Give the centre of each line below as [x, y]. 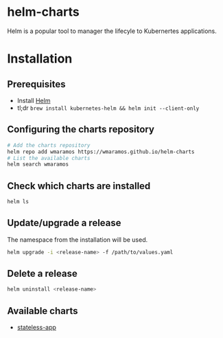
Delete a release [42, 274]
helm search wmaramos [38, 165]
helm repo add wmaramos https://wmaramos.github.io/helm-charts [101, 152]
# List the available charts [49, 158]
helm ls [18, 202]
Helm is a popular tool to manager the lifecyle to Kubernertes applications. [112, 31]
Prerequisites [36, 84]
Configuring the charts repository [81, 129]
